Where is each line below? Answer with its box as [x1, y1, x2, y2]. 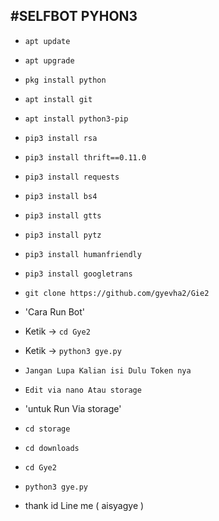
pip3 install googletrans [24, 269, 133, 279]
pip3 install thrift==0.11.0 [24, 152, 147, 163]
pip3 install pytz [24, 230, 102, 240]
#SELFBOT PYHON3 [10, 8, 138, 25]
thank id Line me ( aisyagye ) [24, 499, 145, 511]
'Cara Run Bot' [24, 305, 85, 318]
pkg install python [24, 75, 107, 85]
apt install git [24, 94, 93, 104]
